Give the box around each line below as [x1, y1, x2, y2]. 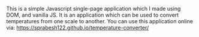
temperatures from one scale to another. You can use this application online [6, 18, 194, 24]
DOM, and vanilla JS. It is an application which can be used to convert [6, 11, 179, 18]
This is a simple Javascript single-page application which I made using [6, 5, 181, 12]
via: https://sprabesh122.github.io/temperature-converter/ [6, 24, 149, 31]
